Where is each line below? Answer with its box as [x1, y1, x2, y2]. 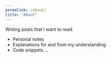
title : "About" [5, 12, 38, 17]
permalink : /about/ [5, 7, 47, 13]
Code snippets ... [12, 47, 49, 53]
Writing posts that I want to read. [5, 26, 73, 32]
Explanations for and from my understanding [12, 41, 106, 47]
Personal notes [12, 36, 45, 42]
